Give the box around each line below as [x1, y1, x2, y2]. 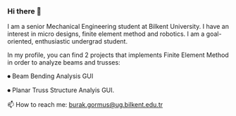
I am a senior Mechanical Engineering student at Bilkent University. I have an [7, 22, 229, 31]
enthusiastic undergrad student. [35, 37, 128, 46]
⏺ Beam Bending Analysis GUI [7, 72, 94, 80]
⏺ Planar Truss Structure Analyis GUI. [7, 86, 115, 94]
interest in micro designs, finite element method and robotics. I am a [7, 30, 205, 38]
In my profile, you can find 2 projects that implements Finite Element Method [7, 51, 229, 59]
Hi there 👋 [7, 6, 42, 16]
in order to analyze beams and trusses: [7, 58, 121, 67]
